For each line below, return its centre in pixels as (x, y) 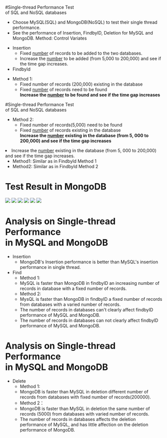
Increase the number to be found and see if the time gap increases (90, 95)
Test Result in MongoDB (56, 187)
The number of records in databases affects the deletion (78, 419)
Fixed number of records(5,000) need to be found (71, 125)
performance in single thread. (50, 267)
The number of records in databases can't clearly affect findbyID (86, 309)
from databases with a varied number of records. (70, 304)
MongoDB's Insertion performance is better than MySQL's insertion (89, 262)
